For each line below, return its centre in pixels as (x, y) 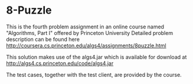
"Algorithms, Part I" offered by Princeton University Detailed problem (89, 33)
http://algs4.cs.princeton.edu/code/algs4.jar (60, 63)
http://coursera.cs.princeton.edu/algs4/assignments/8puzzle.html (86, 46)
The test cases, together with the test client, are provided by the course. (94, 75)
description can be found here (43, 39)
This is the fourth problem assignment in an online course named (85, 27)
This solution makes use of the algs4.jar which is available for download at (97, 57)
